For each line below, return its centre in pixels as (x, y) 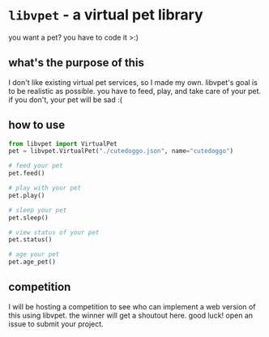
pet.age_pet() (32, 262)
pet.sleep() (28, 218)
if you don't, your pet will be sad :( (66, 100)
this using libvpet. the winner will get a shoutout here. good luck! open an (131, 315)
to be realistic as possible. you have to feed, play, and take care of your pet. (135, 91)
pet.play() (27, 195)
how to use (37, 125)
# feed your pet (36, 166)
